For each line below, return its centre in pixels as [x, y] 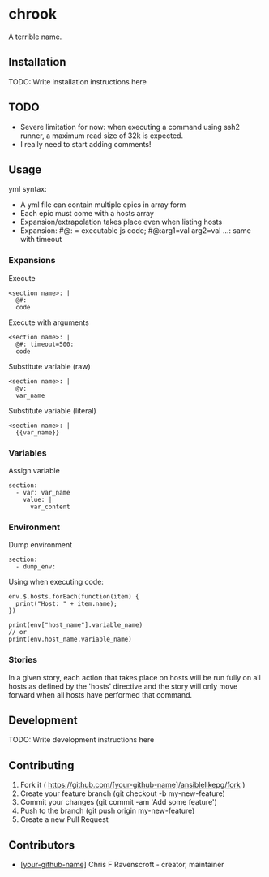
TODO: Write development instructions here [81, 740]
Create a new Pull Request [64, 819]
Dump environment [41, 545]
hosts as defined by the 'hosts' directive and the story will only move [123, 686]
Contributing [41, 765]
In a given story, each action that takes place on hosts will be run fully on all [134, 677]
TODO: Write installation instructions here [78, 81]
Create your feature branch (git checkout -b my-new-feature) [122, 793]
